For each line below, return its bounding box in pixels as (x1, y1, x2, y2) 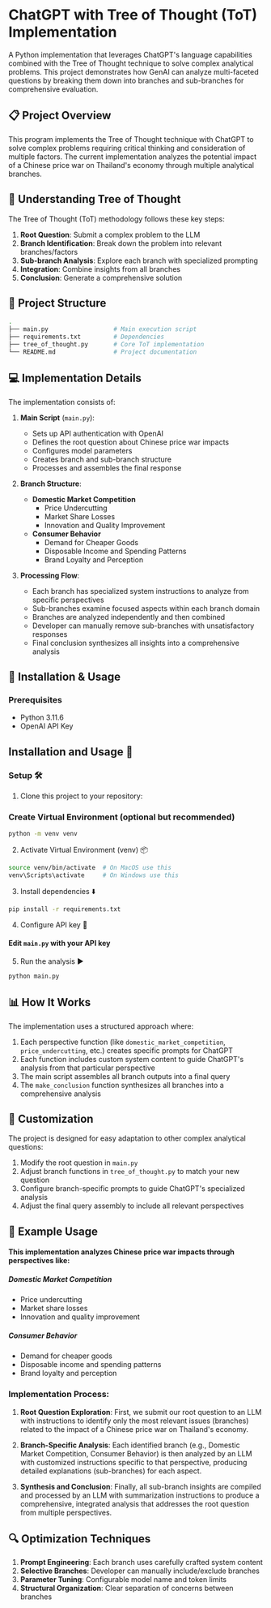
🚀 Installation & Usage (8, 669, 121, 683)
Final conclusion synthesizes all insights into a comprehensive (32, 638, 240, 647)
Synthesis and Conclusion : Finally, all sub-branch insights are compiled (19, 1481, 261, 1491)
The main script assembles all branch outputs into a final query (19, 1071, 231, 1081)
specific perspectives (32, 595, 104, 604)
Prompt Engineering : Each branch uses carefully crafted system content (19, 1558, 263, 1567)
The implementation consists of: (8, 397, 116, 406)
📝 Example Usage (8, 1224, 99, 1238)
